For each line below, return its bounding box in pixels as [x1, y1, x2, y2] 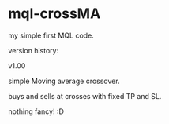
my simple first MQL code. [8, 31, 95, 40]
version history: [8, 46, 59, 55]
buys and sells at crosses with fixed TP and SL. [8, 91, 162, 100]
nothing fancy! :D [8, 107, 65, 116]
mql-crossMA [8, 5, 101, 23]
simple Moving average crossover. [8, 76, 120, 86]
